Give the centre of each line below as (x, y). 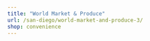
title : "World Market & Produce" (56, 14)
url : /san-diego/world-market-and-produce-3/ (75, 20)
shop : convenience (34, 26)
